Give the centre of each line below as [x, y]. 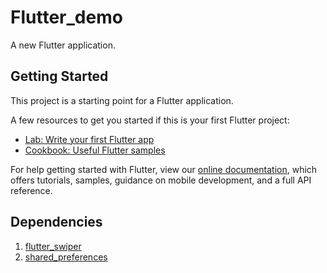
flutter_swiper [53, 246]
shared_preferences [66, 257]
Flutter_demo [66, 17]
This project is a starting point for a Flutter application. [122, 100]
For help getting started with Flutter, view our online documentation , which [164, 169]
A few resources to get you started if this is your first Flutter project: [150, 120]
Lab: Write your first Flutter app [89, 139]
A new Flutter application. [63, 45]
